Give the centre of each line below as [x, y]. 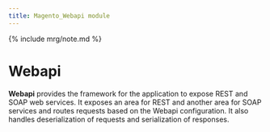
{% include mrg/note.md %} [55, 39]
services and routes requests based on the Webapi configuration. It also [129, 110]
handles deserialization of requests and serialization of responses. [119, 119]
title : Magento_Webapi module [59, 16]
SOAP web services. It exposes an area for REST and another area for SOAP [135, 102]
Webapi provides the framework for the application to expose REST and [128, 93]
